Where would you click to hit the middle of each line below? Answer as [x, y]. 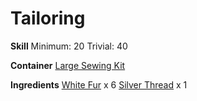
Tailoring [48, 18]
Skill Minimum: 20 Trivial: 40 [69, 46]
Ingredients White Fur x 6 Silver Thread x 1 [99, 84]
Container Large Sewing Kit [68, 65]
